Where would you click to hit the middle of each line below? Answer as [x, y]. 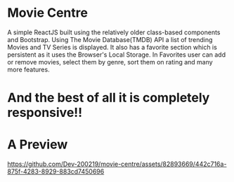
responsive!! [45, 113]
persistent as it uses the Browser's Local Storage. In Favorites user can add [117, 55]
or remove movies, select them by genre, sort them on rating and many [110, 62]
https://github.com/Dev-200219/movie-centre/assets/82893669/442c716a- [117, 164]
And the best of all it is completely [109, 98]
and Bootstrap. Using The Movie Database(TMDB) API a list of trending [110, 39]
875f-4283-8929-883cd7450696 [56, 171]
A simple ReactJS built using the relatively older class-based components [114, 32]
